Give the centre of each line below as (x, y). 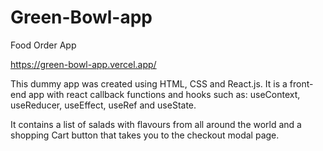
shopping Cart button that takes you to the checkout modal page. (145, 135)
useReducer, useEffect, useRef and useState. (103, 105)
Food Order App (43, 45)
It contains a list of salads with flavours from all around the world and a (156, 124)
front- (301, 83)
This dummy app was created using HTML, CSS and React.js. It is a (149, 83)
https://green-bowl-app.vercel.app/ (83, 64)
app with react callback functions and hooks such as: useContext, (164, 94)
